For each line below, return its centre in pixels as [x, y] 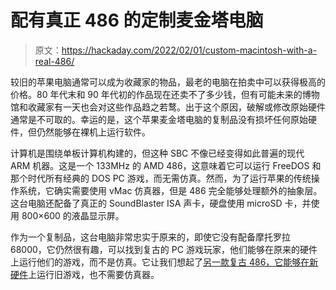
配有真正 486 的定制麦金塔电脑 [137, 20]
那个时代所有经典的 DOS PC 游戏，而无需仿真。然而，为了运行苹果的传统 [161, 178]
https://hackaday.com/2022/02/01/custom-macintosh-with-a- [189, 50]
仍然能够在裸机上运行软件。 [93, 132]
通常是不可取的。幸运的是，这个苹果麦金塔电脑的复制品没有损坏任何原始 [159, 119]
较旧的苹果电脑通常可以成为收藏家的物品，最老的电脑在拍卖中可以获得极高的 [168, 82]
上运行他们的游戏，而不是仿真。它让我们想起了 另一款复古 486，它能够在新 [164, 262]
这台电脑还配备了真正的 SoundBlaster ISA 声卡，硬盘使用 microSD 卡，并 [161, 203]
